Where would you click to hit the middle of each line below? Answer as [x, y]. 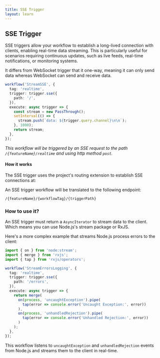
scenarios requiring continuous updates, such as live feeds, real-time [74, 56]
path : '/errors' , [31, 282]
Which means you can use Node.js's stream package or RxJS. [67, 227]
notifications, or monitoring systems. [42, 61]
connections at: [21, 180]
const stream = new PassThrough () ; [50, 112]
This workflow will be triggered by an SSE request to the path [66, 148]
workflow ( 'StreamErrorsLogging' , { [41, 268]
